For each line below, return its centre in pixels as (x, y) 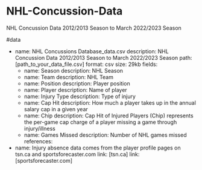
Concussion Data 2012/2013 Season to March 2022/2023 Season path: (103, 57)
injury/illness (39, 128)
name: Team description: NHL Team (68, 77)
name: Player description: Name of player (76, 90)
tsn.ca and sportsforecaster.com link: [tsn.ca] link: (77, 154)
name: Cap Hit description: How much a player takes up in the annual (110, 103)
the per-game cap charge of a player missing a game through (100, 122)
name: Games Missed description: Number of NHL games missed (105, 135)
